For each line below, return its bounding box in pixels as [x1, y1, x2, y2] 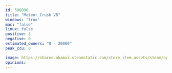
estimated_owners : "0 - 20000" [5, 41, 72, 46]
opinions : [5, 60, 27, 65]
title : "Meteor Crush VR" [5, 12, 60, 17]
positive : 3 [5, 31, 31, 36]
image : [5, 55, 19, 60]
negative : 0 [5, 36, 31, 42]
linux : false [5, 27, 33, 32]
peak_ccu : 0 [5, 46, 31, 51]
